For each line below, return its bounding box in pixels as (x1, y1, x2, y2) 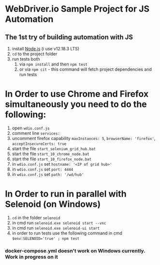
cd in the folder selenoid (12, 215, 60, 220)
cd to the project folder (12, 51, 58, 57)
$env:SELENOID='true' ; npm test (12, 236, 80, 241)
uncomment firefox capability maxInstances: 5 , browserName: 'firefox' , (12, 135, 156, 141)
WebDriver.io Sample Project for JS (5, 3, 150, 15)
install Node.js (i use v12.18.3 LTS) (12, 46, 80, 51)
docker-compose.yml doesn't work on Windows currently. (5, 247, 145, 254)
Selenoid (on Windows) (5, 199, 101, 210)
